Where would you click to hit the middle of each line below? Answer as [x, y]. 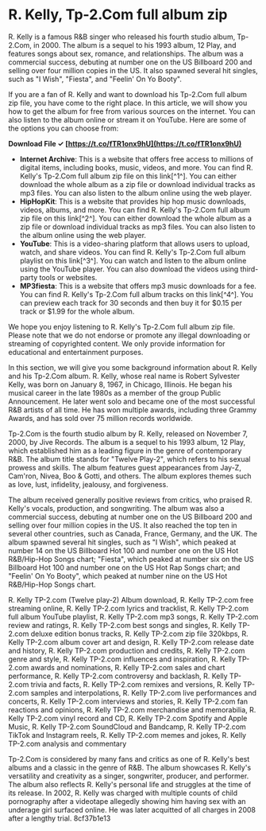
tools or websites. [68, 277]
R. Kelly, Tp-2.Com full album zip [118, 15]
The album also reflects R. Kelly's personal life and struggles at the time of [130, 784]
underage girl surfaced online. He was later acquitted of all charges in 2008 [132, 810]
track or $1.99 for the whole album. [77, 311]
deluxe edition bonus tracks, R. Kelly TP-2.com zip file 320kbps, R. [139, 634]
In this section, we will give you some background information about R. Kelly [133, 367]
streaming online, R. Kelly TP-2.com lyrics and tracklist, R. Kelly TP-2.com [128, 608]
